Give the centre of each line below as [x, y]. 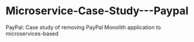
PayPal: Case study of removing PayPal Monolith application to [83, 27]
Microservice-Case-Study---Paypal [97, 11]
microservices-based [32, 33]
